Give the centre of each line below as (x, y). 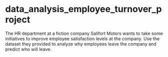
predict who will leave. (28, 49)
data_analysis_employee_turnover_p (83, 9)
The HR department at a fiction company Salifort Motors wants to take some (84, 33)
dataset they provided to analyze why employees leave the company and (81, 44)
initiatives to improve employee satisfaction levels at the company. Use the (82, 39)
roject (18, 20)
